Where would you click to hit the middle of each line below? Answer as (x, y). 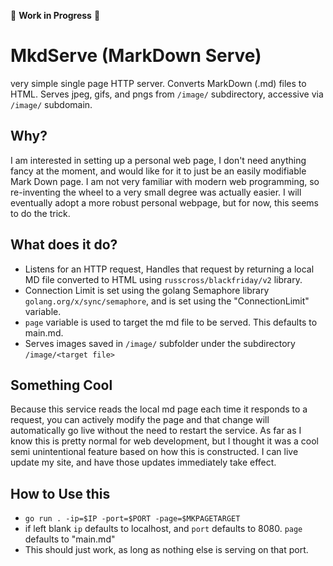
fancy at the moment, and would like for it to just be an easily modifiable (158, 171)
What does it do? (64, 245)
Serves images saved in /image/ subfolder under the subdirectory (160, 343)
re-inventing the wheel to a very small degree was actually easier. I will (156, 192)
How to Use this (60, 493)
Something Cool (61, 385)
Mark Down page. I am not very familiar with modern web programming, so (165, 181)
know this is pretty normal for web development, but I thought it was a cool (164, 441)
